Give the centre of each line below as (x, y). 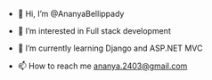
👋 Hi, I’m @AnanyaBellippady (71, 14)
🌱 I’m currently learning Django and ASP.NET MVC (110, 48)
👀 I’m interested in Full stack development (94, 31)
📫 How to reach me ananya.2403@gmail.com (102, 66)
